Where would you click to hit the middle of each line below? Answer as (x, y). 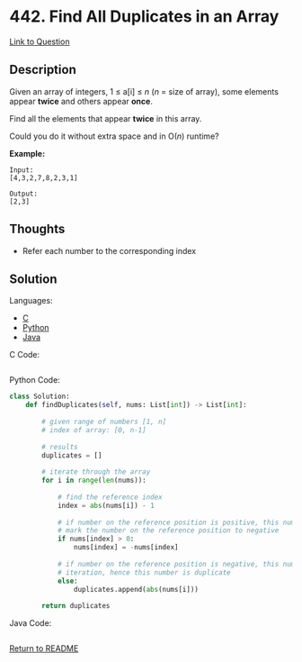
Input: (22, 170)
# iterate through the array (96, 472)
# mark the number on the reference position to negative (168, 531)
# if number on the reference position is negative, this (168, 564)
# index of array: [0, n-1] (94, 430)
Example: (27, 153)
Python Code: (35, 380)
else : (67, 581)
